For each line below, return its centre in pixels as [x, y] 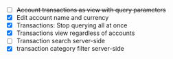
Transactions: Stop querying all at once [72, 25]
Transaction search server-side [61, 41]
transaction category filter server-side [70, 49]
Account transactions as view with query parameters [91, 10]
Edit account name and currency [62, 18]
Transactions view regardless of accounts [76, 33]
